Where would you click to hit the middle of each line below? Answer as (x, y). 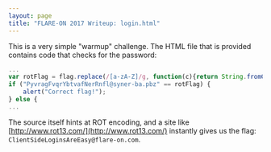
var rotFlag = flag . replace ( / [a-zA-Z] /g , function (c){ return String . (128, 77)
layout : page (30, 16)
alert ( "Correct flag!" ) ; (65, 92)
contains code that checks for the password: (83, 55)
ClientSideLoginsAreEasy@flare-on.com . (75, 139)
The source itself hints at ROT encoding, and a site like (99, 122)
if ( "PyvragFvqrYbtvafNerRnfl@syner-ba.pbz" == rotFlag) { (110, 84)
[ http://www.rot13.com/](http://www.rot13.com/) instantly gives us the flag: (132, 130)
